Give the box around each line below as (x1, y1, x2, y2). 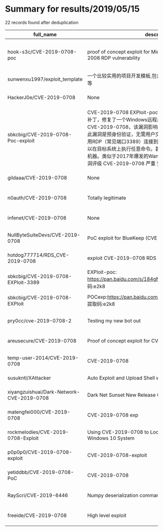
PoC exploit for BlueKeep (87, 235, 145, 241)
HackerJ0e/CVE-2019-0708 (7, 94, 76, 101)
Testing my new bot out (87, 317, 141, 324)
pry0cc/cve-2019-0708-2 (7, 317, 72, 324)
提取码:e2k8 (87, 300, 115, 307)
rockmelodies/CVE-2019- (7, 428, 69, 435)
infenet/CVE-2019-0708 (7, 214, 66, 221)
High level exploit (87, 512, 127, 519)
